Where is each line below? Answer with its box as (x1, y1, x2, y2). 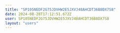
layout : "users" (5, 20, 39, 26)
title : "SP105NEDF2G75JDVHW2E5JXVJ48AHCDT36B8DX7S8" (5, 7, 116, 12)
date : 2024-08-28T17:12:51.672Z (5, 12, 72, 16)
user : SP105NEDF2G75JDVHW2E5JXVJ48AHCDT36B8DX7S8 (5, 16, 110, 21)
